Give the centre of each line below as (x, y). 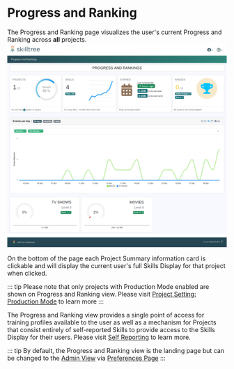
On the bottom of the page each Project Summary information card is (107, 258)
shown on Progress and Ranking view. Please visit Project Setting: (102, 295)
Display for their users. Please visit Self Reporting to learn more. (99, 337)
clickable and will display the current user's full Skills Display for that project (117, 266)
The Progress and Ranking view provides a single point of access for (106, 315)
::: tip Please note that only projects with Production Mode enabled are (108, 287)
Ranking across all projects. (47, 39)
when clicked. (27, 274)
